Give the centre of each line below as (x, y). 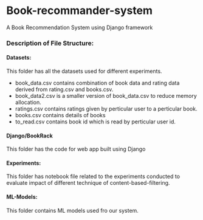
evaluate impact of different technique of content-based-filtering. (88, 183)
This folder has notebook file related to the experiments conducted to (93, 176)
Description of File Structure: (50, 43)
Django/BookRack (29, 136)
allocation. (28, 102)
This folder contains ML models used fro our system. (72, 210)
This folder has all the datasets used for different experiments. (84, 71)
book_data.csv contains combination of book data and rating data (97, 83)
